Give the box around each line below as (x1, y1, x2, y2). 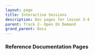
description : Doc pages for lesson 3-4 (5, 17, 90, 22)
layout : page (5, 7, 33, 13)
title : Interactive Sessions (5, 12, 67, 17)
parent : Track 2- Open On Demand (5, 21, 76, 27)
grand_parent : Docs (5, 26, 47, 32)
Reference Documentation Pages (5, 43, 89, 50)
